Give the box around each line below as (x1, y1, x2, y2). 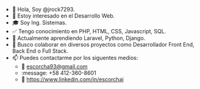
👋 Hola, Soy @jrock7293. (12, 6, 75, 13)
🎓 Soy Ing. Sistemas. (12, 19, 67, 26)
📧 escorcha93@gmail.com (21, 63, 88, 70)
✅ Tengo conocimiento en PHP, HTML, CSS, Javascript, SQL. (12, 28, 166, 35)
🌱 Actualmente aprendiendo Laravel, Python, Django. (12, 35, 146, 42)
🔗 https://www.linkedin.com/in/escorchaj (21, 76, 124, 83)
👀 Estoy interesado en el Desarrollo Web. (12, 12, 115, 19)
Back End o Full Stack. (12, 47, 68, 54)
